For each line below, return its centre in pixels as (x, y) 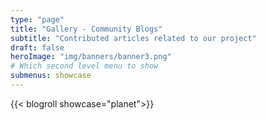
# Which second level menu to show (84, 66)
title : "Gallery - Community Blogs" (86, 29)
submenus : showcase (51, 76)
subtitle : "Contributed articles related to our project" (133, 38)
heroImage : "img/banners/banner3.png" (91, 57)
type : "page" (37, 19)
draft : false (37, 47)
